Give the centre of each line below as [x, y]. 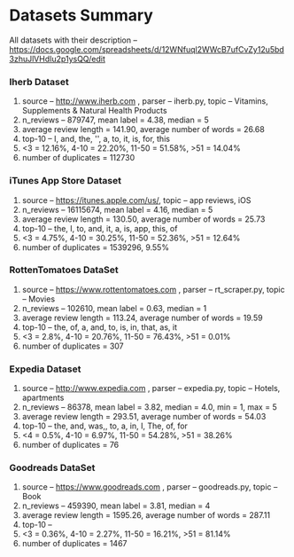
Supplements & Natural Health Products [94, 111]
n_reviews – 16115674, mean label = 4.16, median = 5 [117, 209]
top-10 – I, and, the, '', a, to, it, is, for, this [96, 139]
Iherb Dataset [39, 82]
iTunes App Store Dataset [66, 181]
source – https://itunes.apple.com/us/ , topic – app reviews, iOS [136, 200]
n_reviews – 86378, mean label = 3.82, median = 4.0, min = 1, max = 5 [149, 407]
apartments [43, 398]
